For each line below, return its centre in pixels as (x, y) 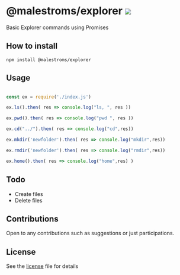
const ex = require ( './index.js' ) (49, 97)
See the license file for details (42, 266)
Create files (29, 194)
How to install (32, 46)
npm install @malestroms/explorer (49, 60)
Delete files (28, 200)
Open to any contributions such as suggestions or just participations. (90, 233)
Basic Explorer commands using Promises (57, 27)
